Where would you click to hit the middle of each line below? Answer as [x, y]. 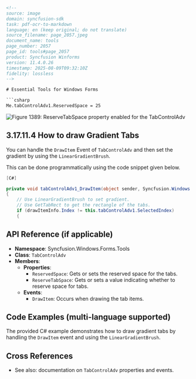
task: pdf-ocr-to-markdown [39, 24]
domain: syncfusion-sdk [35, 19]
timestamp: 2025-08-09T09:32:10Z [47, 68]
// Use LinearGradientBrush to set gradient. [73, 200]
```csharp [18, 100]
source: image [23, 13]
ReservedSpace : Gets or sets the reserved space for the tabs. [105, 274]
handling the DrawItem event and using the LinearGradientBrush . [83, 337]
